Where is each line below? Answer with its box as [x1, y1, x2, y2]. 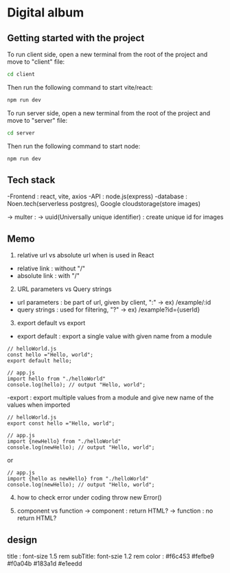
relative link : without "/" [16, 264, 86, 272]
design [7, 534, 38, 546]
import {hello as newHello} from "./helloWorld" [7, 476, 149, 482]
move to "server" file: [7, 116, 68, 124]
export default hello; [7, 358, 72, 364]
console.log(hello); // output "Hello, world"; [7, 382, 146, 388]
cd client [7, 71, 36, 78]
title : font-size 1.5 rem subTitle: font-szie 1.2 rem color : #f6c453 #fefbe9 [7, 552, 215, 560]
